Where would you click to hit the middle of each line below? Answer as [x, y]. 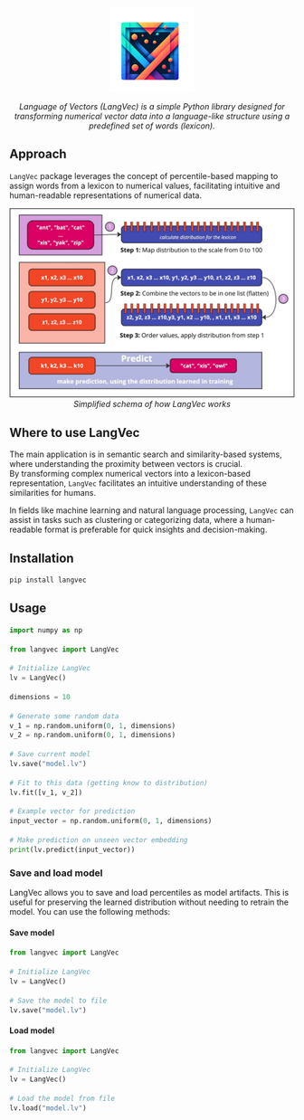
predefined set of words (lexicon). [152, 126]
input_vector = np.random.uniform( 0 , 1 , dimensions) [111, 821]
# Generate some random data [64, 716]
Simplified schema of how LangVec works [152, 404]
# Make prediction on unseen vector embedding [99, 840]
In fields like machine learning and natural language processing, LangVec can [152, 510]
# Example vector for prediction [72, 812]
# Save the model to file [58, 1001]
